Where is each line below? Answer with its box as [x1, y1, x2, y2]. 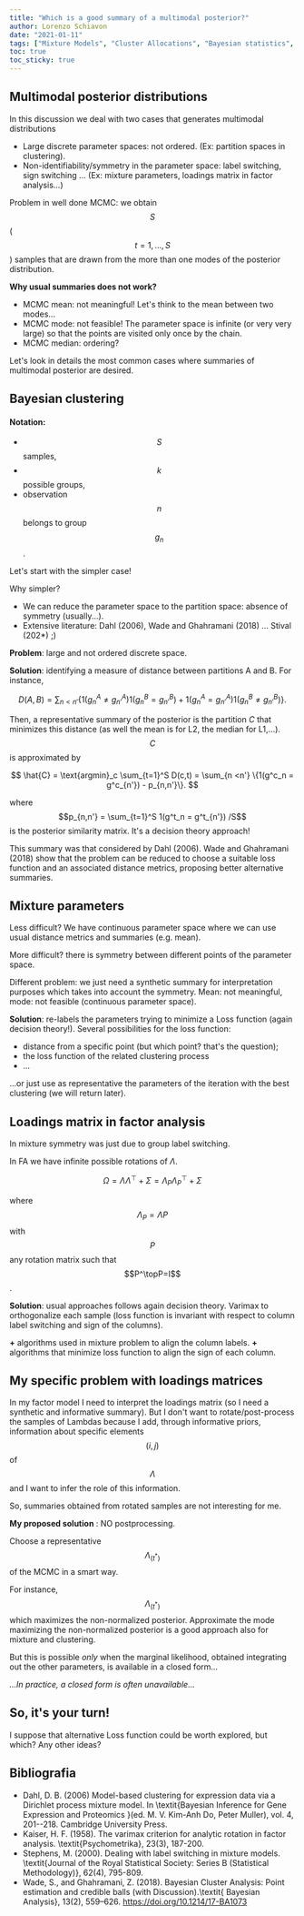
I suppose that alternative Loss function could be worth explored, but [9, 1729, 268, 1740]
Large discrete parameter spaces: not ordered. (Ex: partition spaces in [22, 140, 286, 151]
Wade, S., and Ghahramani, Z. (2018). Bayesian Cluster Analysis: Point [22, 1876, 285, 1888]
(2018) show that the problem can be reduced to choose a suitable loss [9, 852, 276, 863]
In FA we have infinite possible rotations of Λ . [9, 1156, 179, 1167]
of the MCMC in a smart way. [9, 1567, 119, 1578]
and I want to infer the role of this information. [9, 1483, 181, 1494]
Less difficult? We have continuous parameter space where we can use [9, 923, 277, 933]
